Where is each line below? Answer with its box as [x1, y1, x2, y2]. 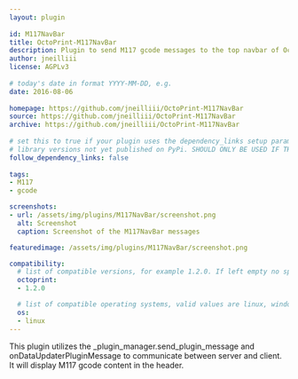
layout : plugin [9, 12, 66, 22]
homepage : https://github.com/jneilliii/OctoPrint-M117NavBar [9, 104, 244, 113]
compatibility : [9, 259, 66, 268]
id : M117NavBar [9, 29, 66, 38]
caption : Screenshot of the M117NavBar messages [17, 227, 200, 236]
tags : [9, 170, 29, 178]
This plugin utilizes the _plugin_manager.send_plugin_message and [9, 341, 255, 351]
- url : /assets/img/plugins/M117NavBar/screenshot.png [9, 210, 216, 219]
